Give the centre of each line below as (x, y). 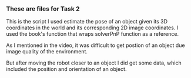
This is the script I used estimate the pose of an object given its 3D (87, 22)
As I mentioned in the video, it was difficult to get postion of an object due (95, 45)
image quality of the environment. (47, 52)
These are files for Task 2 (43, 9)
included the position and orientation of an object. (66, 69)
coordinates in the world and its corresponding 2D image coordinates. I (92, 28)
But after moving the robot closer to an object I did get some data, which (94, 63)
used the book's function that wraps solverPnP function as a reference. (93, 34)
